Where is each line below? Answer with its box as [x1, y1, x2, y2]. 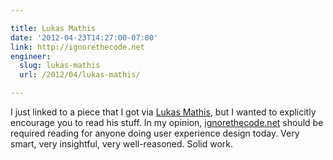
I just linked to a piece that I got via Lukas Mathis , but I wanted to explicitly [10, 106, 317, 118]
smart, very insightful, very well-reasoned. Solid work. [10, 138, 234, 150]
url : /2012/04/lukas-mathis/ [19, 70, 141, 80]
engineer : [10, 51, 52, 61]
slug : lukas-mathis [19, 61, 101, 71]
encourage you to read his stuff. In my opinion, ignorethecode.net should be [10, 117, 324, 128]
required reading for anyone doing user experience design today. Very [10, 127, 300, 139]
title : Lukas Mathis [10, 23, 97, 33]
